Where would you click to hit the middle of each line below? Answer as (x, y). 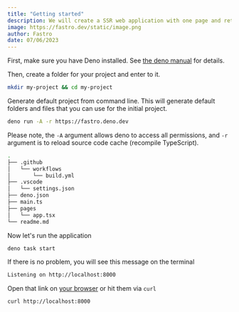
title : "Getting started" (46, 14)
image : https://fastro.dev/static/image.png (74, 27)
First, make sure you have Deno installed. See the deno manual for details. (116, 60)
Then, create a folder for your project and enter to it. (84, 75)
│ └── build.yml (41, 176)
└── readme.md (28, 222)
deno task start (31, 248)
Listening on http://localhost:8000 (62, 275)
